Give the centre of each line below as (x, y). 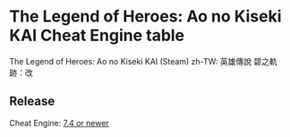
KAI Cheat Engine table (97, 35)
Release (32, 102)
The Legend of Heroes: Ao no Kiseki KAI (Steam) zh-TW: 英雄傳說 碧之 (140, 61)
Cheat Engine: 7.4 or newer (59, 123)
